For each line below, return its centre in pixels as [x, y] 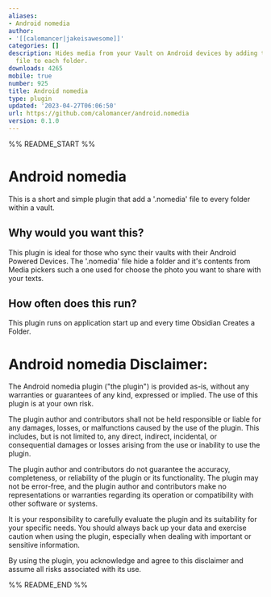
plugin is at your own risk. [51, 404]
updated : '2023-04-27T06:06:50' [63, 106]
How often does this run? [73, 304]
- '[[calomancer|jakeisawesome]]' [67, 38]
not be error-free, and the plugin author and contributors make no [118, 486]
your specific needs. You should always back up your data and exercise [128, 528]
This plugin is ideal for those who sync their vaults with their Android [122, 252]
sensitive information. [44, 545]
